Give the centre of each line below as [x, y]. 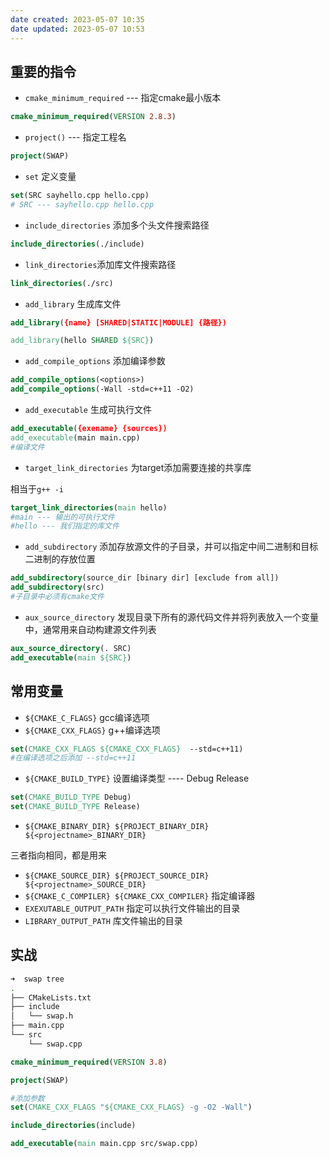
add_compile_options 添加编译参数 [95, 361]
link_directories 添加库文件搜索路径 [100, 264]
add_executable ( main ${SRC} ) [71, 657]
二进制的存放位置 [60, 559]
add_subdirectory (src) [57, 587]
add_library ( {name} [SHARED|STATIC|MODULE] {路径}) [118, 322]
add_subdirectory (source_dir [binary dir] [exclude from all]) [145, 578]
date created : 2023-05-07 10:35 [77, 19]
